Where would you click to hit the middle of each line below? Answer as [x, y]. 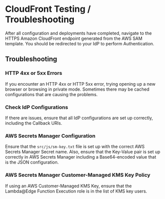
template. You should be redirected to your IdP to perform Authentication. [80, 43]
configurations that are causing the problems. [51, 94]
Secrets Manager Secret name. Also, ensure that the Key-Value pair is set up [83, 152]
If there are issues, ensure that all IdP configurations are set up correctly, [79, 118]
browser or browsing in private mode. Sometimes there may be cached [77, 89]
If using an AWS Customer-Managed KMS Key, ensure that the [68, 186]
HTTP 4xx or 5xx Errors [34, 73]
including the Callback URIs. [34, 123]
